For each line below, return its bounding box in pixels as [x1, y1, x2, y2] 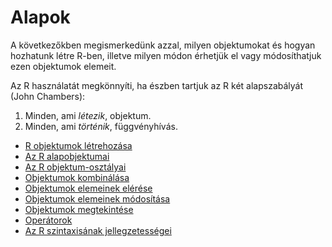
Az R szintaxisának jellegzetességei [24, 224, 172, 236]
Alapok [10, 6, 71, 29]
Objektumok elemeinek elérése [24, 182, 153, 194]
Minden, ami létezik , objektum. [24, 109, 152, 121]
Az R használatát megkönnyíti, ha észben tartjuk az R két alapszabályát [10, 79, 304, 91]
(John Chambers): [10, 90, 86, 102]
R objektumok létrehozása [24, 139, 133, 151]
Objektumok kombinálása [24, 171, 130, 183]
